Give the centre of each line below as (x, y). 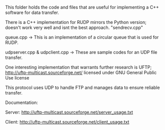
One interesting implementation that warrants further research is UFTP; (78, 67)
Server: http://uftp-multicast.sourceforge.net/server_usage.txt (69, 112)
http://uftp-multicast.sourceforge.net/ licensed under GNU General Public (81, 72)
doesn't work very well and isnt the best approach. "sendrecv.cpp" (74, 27)
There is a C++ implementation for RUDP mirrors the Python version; (76, 22)
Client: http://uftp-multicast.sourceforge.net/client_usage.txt (67, 122)
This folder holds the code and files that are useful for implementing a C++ (82, 7)
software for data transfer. (32, 12)
